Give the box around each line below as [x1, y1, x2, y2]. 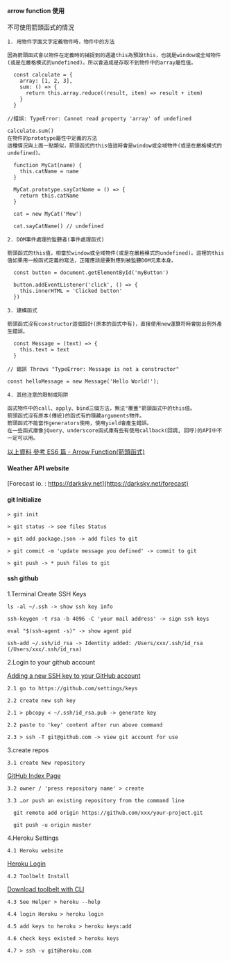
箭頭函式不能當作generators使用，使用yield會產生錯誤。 [7, 420, 153, 427]
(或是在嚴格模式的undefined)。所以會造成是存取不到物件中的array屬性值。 [7, 59, 196, 66]
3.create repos [7, 745, 49, 754]
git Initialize [7, 495, 42, 504]
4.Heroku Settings [7, 834, 59, 842]
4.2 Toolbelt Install [7, 873, 70, 880]
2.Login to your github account [7, 658, 96, 666]
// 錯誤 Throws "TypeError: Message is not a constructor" [7, 366, 180, 373]
